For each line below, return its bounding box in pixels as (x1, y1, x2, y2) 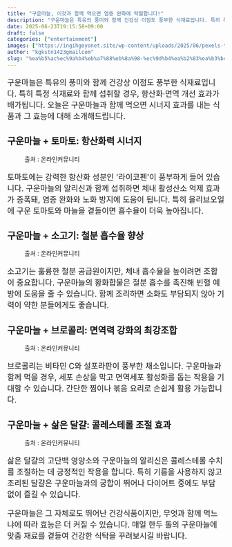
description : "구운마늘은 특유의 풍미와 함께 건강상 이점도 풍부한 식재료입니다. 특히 (7, 17, 220, 24)
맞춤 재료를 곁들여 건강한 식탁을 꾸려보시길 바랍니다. (7, 531, 188, 541)
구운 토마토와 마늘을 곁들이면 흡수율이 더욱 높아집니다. (16, 205, 204, 216)
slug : (7, 55, 23, 62)
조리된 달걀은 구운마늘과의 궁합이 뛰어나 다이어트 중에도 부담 (7, 479, 216, 488)
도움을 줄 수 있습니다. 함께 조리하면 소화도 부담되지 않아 (23, 289, 215, 299)
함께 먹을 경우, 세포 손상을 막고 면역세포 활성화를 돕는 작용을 (7, 373, 215, 382)
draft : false (7, 29, 45, 37)
